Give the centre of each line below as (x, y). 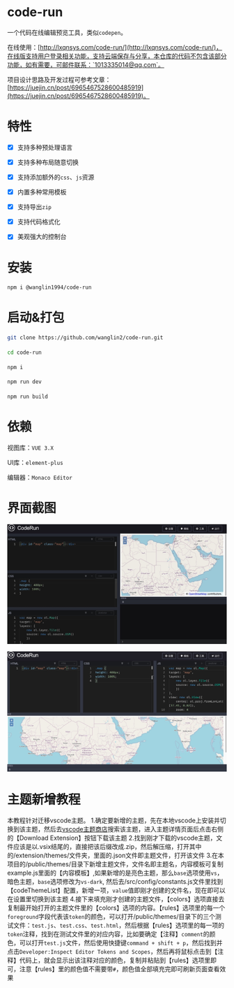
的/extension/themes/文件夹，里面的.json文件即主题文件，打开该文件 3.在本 (116, 855)
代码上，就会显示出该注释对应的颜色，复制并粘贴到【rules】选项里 (115, 960)
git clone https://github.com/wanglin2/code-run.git (85, 338)
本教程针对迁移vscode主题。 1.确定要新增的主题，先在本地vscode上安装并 (114, 821)
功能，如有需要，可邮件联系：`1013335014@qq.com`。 (86, 64)
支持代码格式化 (39, 222)
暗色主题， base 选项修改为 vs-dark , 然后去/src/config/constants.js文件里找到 (115, 882)
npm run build (28, 397)
